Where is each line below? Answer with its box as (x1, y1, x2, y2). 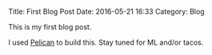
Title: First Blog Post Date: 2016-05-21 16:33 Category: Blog (8, 7, 206, 16)
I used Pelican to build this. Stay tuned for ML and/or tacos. (8, 37, 204, 47)
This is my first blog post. (8, 22, 92, 31)
